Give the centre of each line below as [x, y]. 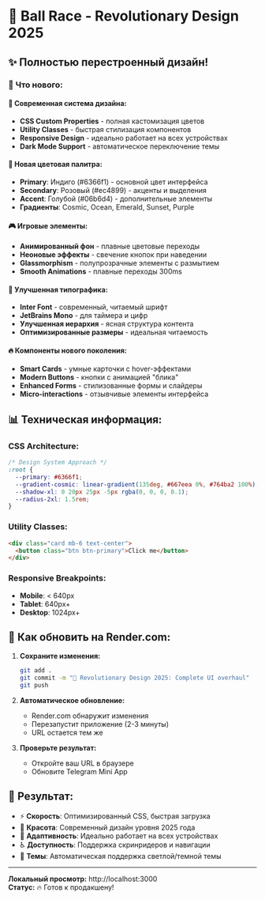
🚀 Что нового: [35, 85]
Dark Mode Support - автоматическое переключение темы [119, 146]
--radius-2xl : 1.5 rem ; [52, 499]
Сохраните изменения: [60, 656]
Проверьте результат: [58, 747]
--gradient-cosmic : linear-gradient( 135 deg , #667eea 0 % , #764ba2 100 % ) [136, 484]
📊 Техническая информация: [85, 420]
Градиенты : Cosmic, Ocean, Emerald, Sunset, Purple [107, 207]
